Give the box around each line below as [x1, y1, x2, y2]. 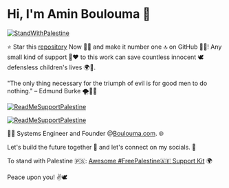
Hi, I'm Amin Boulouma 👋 [7, 6, 151, 22]
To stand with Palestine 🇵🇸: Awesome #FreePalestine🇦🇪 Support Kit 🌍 [7, 156, 213, 165]
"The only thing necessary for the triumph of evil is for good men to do [7, 79, 208, 87]
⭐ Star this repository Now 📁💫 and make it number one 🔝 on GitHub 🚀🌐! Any [7, 43, 222, 51]
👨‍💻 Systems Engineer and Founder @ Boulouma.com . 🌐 [7, 129, 164, 137]
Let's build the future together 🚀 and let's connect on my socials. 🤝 [7, 143, 197, 151]
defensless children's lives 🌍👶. [7, 63, 96, 71]
